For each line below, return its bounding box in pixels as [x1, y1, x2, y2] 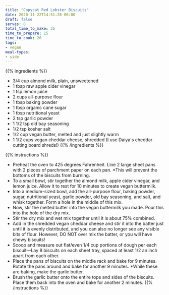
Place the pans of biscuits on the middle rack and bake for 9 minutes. [12, 258, 157, 264]
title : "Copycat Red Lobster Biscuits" [5, 7, 89, 13]
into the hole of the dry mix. [12, 210, 71, 216]
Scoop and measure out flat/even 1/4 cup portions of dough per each [12, 242, 157, 248]
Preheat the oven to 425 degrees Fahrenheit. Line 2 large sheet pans [12, 162, 156, 168]
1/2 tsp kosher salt [12, 126, 51, 132]
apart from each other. [12, 253, 60, 259]
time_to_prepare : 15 [5, 31, 49, 36]
